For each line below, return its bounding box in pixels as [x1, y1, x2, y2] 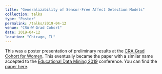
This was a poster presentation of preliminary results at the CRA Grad [5, 48, 145, 54]
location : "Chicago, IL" [5, 35, 56, 40]
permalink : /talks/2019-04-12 [5, 21, 67, 26]
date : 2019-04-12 [5, 30, 40, 35]
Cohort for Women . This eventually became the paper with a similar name [5, 53, 153, 59]
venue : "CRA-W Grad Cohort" [5, 25, 62, 30]
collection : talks [5, 12, 42, 17]
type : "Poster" [5, 16, 36, 21]
